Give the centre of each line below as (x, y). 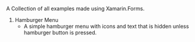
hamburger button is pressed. (60, 33)
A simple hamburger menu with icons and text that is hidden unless (106, 26)
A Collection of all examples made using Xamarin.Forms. (75, 9)
